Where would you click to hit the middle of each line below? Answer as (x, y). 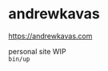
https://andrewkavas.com (50, 36)
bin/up (19, 59)
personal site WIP (37, 51)
